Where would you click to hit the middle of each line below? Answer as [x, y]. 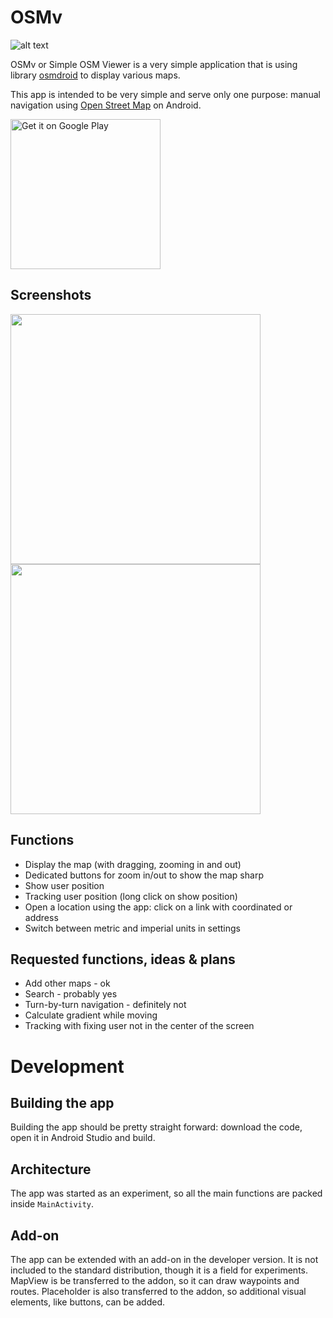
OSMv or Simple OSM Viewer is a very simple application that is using [154, 64]
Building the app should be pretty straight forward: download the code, [156, 1127]
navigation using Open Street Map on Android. [106, 105]
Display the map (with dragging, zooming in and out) [133, 864]
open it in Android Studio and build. [83, 1138]
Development [67, 1066]
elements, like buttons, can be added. [88, 1302]
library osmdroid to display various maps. [95, 75]
